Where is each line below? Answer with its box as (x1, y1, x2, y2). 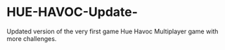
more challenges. (6, 34, 57, 42)
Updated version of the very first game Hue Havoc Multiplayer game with (6, 27, 219, 35)
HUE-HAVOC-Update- (6, 4, 139, 20)
